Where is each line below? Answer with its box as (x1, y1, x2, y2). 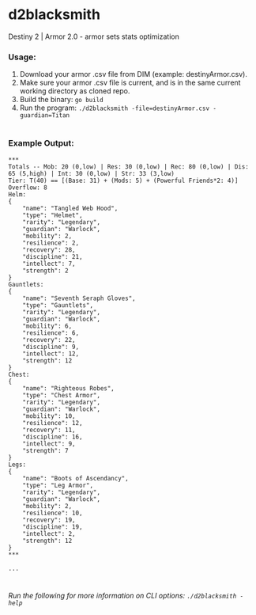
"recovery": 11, (22, 426, 77, 434)
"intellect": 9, (22, 439, 77, 448)
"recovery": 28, (22, 245, 77, 254)
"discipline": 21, (22, 252, 83, 260)
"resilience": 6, (22, 328, 80, 337)
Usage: (8, 51, 37, 63)
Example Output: (8, 138, 74, 149)
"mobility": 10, (22, 412, 77, 420)
